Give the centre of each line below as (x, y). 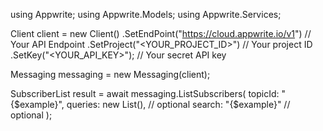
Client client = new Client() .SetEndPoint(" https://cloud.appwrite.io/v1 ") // (161, 33)
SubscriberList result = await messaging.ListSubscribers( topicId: (145, 93)
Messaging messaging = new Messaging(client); (110, 74)
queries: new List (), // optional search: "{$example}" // (178, 104)
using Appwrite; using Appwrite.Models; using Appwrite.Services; (146, 14)
